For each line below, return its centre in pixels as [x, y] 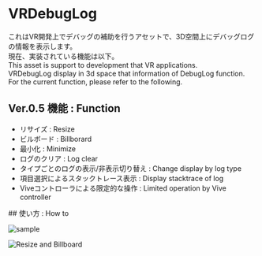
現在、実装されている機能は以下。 [64, 56]
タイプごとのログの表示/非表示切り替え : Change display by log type [131, 168]
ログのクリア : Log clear [59, 158]
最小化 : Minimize [48, 148]
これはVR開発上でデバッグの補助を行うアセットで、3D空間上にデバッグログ [131, 36]
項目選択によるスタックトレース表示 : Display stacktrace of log [122, 178]
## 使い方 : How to [39, 213]
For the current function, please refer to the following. [95, 82]
